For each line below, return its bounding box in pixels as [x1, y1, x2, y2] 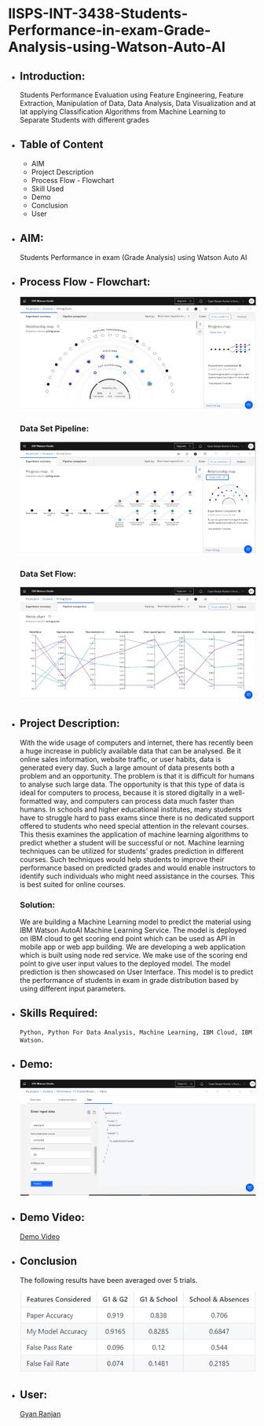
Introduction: [19, 69, 86, 82]
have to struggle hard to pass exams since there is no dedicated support [19, 812, 255, 822]
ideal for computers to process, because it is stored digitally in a [19, 787, 228, 797]
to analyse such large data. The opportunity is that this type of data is [19, 779, 245, 789]
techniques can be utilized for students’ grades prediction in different [19, 846, 244, 856]
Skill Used [31, 184, 64, 193]
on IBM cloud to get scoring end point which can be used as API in [19, 933, 236, 943]
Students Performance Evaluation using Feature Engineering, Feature [19, 90, 244, 99]
